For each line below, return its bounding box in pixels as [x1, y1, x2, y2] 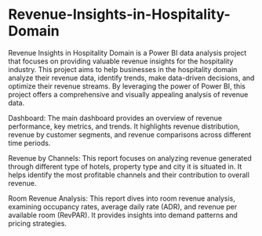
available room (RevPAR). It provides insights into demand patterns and [8, 210, 238, 220]
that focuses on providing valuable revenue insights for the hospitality [8, 56, 234, 66]
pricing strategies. [8, 218, 67, 228]
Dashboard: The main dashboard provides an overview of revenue [8, 113, 222, 122]
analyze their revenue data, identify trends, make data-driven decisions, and [8, 73, 255, 82]
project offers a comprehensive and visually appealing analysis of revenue [8, 89, 249, 99]
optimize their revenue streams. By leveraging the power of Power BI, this [8, 81, 246, 91]
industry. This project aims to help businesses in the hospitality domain [8, 64, 238, 74]
